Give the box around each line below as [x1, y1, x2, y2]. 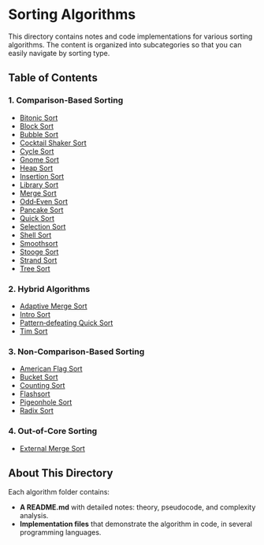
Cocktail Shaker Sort [19, 138, 87, 147]
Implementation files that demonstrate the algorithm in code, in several [19, 519, 253, 529]
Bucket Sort [19, 372, 58, 382]
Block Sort [19, 121, 54, 131]
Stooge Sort [19, 247, 59, 256]
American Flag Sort [19, 364, 83, 374]
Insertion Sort [19, 171, 65, 181]
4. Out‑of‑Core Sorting [8, 426, 98, 437]
